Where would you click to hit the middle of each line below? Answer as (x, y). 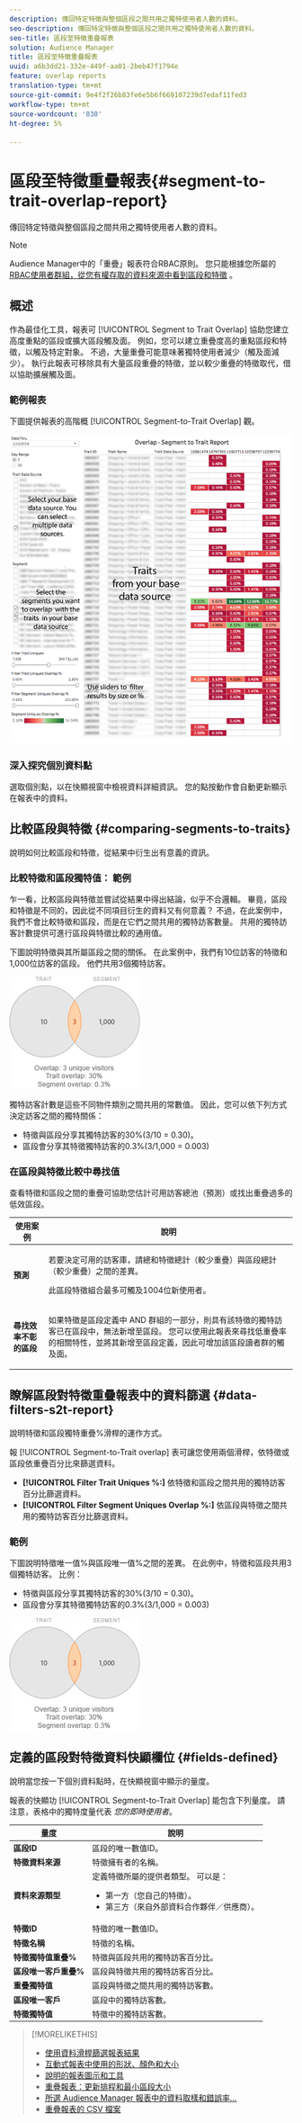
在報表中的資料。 (41, 798)
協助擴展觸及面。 (49, 374)
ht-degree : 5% (36, 123)
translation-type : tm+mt (56, 85)
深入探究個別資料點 (51, 765)
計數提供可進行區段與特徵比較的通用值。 (92, 933)
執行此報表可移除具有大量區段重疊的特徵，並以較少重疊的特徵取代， (157, 363)
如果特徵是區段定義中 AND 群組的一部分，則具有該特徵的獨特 (161, 1320)
